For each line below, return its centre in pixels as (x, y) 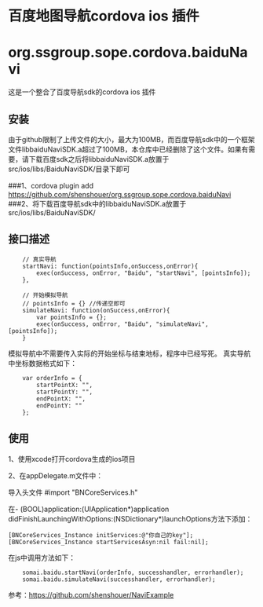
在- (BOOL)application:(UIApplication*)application (89, 509)
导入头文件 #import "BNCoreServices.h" (73, 492)
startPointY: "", (64, 392)
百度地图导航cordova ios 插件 (104, 16)
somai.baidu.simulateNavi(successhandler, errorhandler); (119, 579)
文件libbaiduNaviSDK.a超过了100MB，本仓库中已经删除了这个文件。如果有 (128, 149)
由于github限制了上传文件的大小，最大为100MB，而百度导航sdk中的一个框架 (131, 139)
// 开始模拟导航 (45, 295)
